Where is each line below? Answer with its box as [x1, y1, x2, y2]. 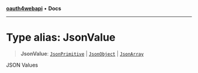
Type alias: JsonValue [6, 31, 116, 44]
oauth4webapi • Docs [6, 5, 62, 12]
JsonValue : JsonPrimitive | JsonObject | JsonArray [20, 50, 144, 57]
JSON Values [6, 61, 38, 68]
